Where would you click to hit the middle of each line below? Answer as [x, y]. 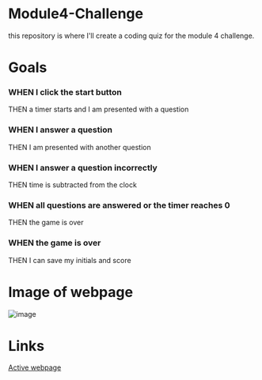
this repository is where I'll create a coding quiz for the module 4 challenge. [131, 36]
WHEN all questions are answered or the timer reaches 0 [119, 205]
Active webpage [35, 367]
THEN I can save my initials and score [70, 260]
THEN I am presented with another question [80, 147]
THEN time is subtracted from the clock [72, 185]
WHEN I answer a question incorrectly [83, 167]
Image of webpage [70, 292]
